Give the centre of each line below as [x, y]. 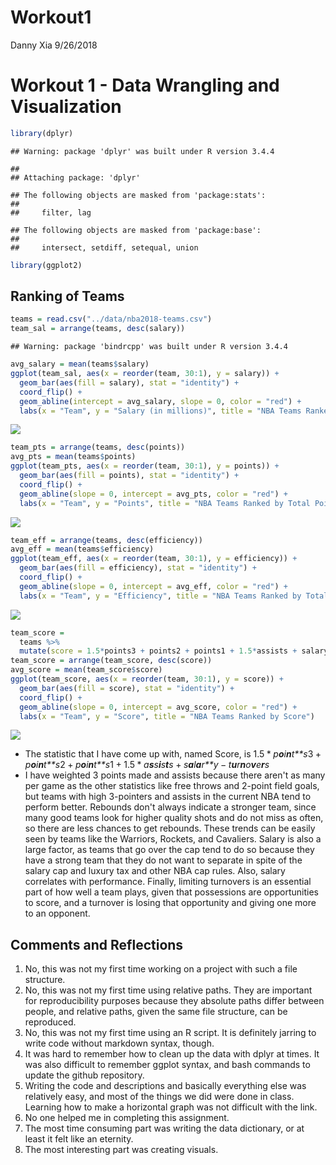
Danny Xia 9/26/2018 [54, 45]
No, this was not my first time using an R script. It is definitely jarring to [170, 1033]
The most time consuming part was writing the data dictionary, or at [164, 1128]
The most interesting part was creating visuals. [121, 1150]
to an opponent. [57, 913]
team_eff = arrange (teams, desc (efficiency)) [106, 540]
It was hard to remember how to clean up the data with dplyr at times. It [172, 1054]
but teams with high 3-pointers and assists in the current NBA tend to [168, 797]
